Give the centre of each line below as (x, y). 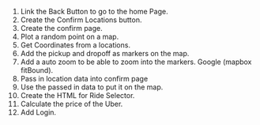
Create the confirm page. (62, 28)
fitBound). (37, 70)
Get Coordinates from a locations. (75, 45)
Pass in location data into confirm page (84, 79)
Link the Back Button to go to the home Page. (94, 11)
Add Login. (38, 112)
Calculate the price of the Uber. (72, 104)
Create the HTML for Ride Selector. (77, 95)
